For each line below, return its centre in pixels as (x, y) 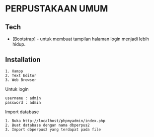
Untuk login (17, 89)
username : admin (23, 98)
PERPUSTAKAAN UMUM (57, 9)
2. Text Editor (21, 75)
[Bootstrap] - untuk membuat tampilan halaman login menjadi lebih (80, 39)
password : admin (23, 102)
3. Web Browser (21, 80)
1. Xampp (14, 71)
